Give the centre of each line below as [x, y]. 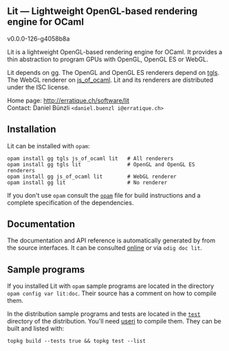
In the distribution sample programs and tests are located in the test [104, 314]
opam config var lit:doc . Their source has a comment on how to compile [112, 293]
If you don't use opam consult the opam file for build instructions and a [104, 195]
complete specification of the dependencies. [70, 203]
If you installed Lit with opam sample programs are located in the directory [111, 286]
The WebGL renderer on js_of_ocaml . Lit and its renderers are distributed [110, 80]
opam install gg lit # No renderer [87, 182]
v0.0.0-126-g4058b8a [39, 38]
